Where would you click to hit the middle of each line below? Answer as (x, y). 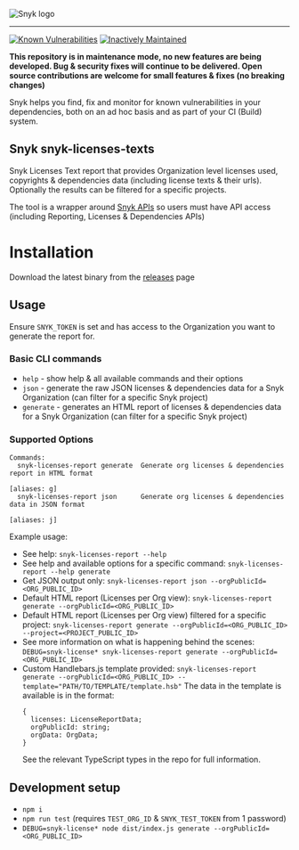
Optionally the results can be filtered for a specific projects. (118, 189)
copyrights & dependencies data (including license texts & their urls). (136, 180)
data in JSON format (48, 505)
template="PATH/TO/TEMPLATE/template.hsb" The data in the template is (152, 686)
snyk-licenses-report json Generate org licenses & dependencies (151, 497)
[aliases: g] (33, 489)
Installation (52, 252)
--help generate (81, 572)
